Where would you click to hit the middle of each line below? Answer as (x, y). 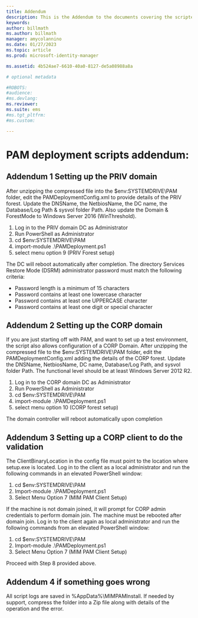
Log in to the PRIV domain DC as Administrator (71, 227)
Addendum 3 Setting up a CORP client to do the (94, 438)
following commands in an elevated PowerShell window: (74, 474)
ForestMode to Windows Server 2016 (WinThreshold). (71, 216)
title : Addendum (26, 12)
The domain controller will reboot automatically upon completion (85, 419)
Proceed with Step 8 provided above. (51, 563)
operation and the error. (35, 609)
